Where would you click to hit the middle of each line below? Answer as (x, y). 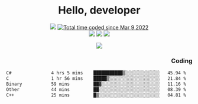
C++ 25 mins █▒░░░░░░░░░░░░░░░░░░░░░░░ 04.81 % (96, 95)
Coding (182, 61)
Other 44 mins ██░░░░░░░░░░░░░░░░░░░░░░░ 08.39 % (96, 89)
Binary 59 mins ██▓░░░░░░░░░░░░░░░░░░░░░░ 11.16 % (96, 84)
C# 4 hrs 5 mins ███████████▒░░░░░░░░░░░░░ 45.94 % (96, 73)
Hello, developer (99, 10)
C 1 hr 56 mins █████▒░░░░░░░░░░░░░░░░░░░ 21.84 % (96, 79)
